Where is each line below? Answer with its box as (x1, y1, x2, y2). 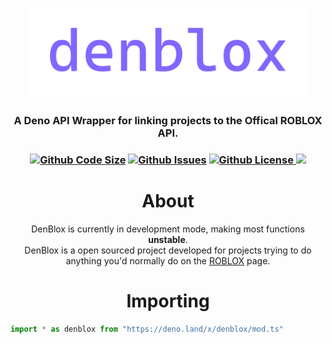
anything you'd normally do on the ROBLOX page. (65, 254, 271, 267)
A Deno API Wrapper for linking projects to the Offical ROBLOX (13, 113, 323, 127)
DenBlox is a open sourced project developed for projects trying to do (24, 244, 312, 256)
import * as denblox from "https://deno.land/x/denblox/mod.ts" (10, 324, 284, 334)
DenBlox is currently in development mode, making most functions (31, 223, 305, 235)
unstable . (148, 233, 188, 245)
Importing (126, 290, 210, 313)
